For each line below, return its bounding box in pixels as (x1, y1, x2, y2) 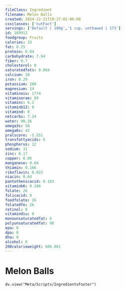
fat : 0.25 (5, 44, 26, 49)
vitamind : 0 (5, 109, 30, 115)
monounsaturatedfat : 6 (5, 216, 52, 221)
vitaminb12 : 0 (5, 105, 35, 110)
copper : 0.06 (5, 156, 32, 161)
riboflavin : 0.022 (5, 170, 43, 175)
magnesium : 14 (5, 86, 35, 91)
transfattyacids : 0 (5, 137, 46, 142)
